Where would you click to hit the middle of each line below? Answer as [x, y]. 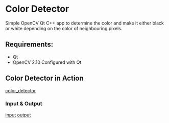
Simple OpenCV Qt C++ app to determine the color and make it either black [85, 23]
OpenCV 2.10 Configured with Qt [47, 62]
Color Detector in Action [45, 78]
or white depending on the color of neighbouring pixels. [64, 28]
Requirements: [29, 45]
